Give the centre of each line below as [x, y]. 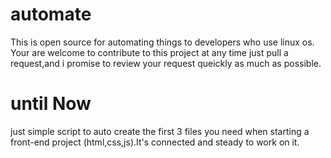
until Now [51, 104]
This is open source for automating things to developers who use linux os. [162, 42]
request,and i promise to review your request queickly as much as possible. [166, 63]
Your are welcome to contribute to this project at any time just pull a [149, 52]
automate [51, 14]
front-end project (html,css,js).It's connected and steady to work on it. [155, 142]
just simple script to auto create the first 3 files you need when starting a [160, 131]
